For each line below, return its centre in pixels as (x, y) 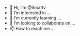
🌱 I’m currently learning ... (35, 18)
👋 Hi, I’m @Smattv (28, 8)
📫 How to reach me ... (32, 28)
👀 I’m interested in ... (30, 13)
